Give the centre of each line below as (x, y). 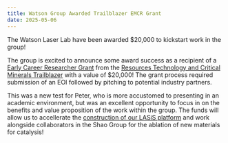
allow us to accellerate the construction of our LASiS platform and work (108, 117)
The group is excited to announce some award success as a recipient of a (112, 60)
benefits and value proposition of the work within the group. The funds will (113, 110)
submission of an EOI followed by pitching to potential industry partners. (110, 82)
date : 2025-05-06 (32, 20)
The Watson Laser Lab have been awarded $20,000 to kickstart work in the (114, 39)
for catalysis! (25, 132)
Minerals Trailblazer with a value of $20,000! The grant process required (110, 75)
